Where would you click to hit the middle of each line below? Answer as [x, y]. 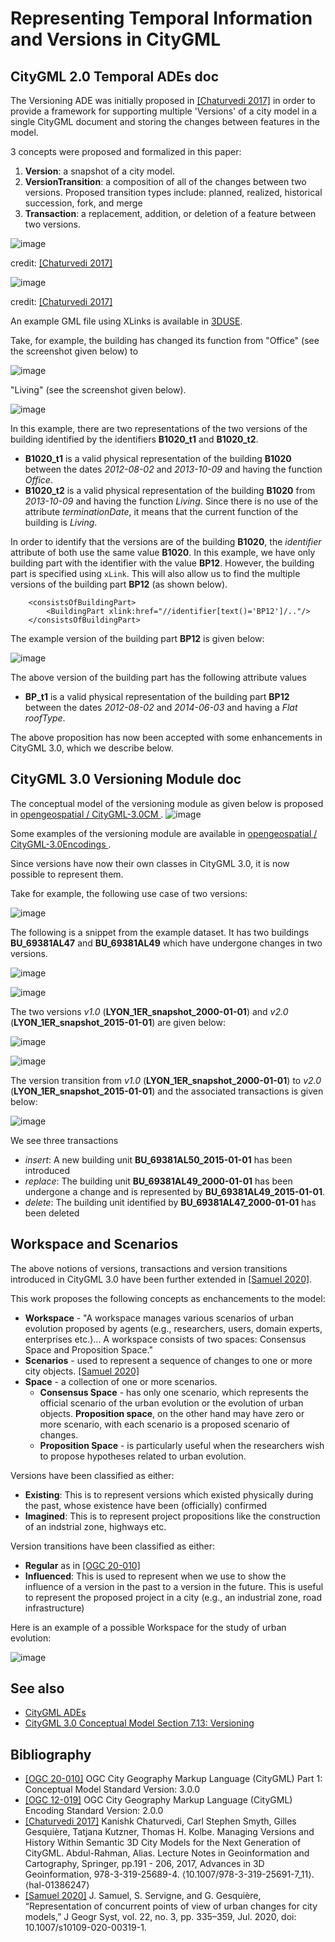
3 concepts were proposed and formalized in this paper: [126, 151]
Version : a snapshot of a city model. [99, 171]
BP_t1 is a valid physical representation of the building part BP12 [157, 696]
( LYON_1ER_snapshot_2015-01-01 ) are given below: [118, 1022]
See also [37, 1688]
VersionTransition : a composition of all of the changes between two [165, 181]
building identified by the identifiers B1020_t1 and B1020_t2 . [134, 439]
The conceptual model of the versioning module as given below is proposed [167, 803]
